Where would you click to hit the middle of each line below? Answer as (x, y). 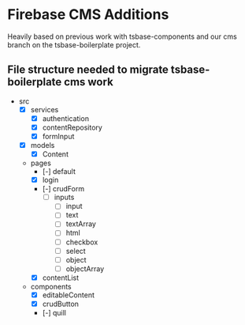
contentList (61, 278)
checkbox (82, 242)
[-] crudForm (63, 189)
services (45, 109)
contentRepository (72, 127)
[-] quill (54, 312)
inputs (64, 197)
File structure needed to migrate (88, 70)
